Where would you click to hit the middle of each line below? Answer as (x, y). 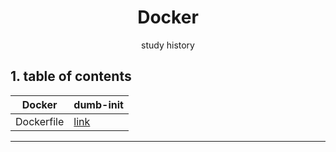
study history (168, 45)
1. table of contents (71, 76)
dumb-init (98, 104)
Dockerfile (40, 121)
